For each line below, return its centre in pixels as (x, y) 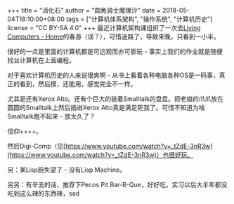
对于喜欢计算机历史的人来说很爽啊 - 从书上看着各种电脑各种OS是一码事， (113, 75)
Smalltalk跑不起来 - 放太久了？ (51, 116)
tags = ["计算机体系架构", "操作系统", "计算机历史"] (139, 19)
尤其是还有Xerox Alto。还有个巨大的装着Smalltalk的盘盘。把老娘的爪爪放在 (115, 99)
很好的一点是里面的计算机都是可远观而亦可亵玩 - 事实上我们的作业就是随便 (115, 52)
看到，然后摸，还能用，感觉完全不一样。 (78, 84)
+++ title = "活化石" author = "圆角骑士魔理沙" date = (84, 10)
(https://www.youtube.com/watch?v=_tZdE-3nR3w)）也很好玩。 (100, 155)
